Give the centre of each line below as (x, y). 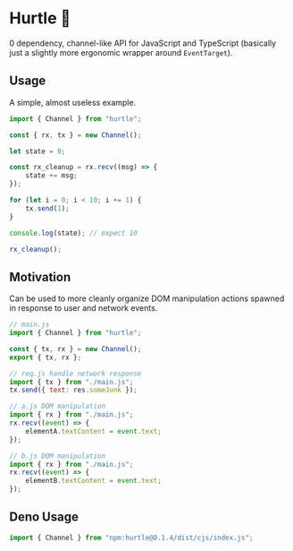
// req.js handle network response (75, 374)
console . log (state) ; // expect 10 (74, 233)
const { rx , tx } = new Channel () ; (75, 135)
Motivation (40, 277)
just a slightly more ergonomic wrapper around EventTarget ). (121, 52)
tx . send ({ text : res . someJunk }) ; (74, 390)
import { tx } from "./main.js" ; (71, 382)
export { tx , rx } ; (46, 357)
